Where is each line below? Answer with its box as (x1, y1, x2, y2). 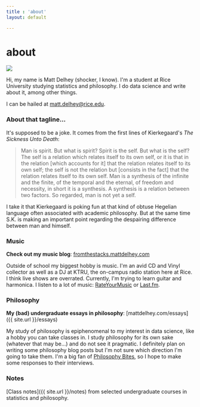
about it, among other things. (6, 89, 78, 96)
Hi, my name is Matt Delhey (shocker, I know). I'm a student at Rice (6, 76, 171, 84)
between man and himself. (6, 222, 72, 229)
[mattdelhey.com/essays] (126, 310, 189, 317)
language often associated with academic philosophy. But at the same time (6, 209, 191, 216)
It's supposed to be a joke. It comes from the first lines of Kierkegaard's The (6, 129, 194, 136)
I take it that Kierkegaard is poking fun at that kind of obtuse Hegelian (6, 203, 177, 210)
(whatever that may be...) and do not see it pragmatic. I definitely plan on (6, 340, 185, 347)
